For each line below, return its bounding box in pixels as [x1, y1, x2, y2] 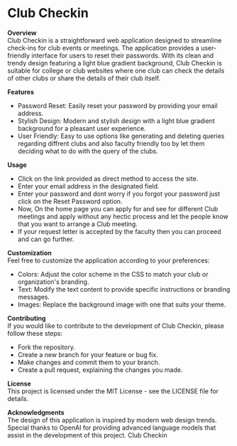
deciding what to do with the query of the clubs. [17, 147, 158, 155]
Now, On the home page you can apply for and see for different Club [17, 204, 219, 213]
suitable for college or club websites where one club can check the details [7, 66, 225, 75]
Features [7, 87, 34, 96]
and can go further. [17, 235, 75, 243]
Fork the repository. [17, 343, 76, 351]
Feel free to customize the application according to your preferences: [7, 256, 210, 265]
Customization [7, 248, 52, 257]
